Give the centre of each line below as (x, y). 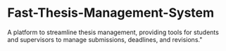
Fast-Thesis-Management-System (111, 13)
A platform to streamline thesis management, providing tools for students (113, 32)
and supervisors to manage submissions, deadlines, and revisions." (105, 39)
